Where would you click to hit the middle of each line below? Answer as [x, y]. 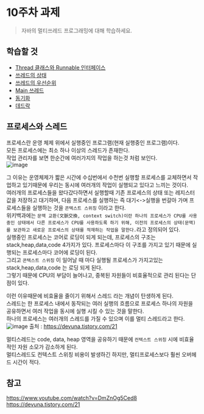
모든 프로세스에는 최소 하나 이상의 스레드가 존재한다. [68, 150]
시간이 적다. [26, 362]
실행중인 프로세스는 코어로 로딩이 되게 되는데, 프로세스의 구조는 [81, 237]
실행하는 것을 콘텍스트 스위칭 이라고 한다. [79, 207]
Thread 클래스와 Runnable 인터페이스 [60, 67]
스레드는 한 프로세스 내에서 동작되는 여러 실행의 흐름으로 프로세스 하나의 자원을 [100, 303]
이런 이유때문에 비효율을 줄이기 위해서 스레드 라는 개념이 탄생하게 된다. [90, 296]
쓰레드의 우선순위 [36, 82]
